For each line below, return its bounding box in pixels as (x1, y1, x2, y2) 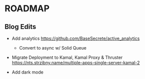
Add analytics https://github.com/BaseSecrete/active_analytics (11, 35, 140, 41)
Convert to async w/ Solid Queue (19, 45, 87, 51)
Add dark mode (11, 69, 44, 75)
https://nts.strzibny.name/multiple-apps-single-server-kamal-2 (11, 60, 140, 65)
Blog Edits (4, 23, 36, 31)
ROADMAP (4, 3, 50, 14)
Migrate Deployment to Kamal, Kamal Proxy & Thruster (11, 54, 123, 60)
